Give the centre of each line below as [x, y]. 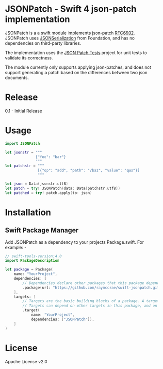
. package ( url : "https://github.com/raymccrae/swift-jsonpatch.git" [92, 288]
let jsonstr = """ [24, 152]
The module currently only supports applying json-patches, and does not [78, 67]
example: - [16, 247]
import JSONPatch [23, 143]
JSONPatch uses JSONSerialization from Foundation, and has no [70, 38]
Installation [28, 212]
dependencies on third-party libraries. [43, 43]
